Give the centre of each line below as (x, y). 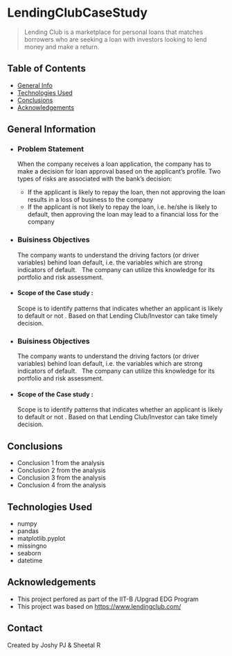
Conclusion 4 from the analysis (61, 485)
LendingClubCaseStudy (77, 13)
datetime (30, 561)
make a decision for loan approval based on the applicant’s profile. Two (119, 171)
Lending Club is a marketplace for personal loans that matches (114, 32)
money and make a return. (62, 47)
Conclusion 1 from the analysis (61, 463)
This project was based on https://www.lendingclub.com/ (99, 606)
